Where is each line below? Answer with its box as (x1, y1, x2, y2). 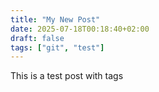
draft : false (10, 33, 65, 43)
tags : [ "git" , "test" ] (10, 42, 105, 53)
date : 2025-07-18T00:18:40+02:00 (10, 24, 150, 34)
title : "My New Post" (10, 14, 101, 25)
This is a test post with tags (10, 70, 124, 82)
